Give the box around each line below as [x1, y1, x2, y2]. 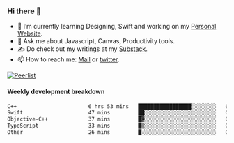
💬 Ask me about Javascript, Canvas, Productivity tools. [17, 37, 175, 45]
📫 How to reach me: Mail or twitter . [17, 55, 120, 63]
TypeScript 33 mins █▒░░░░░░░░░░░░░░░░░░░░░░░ [7, 122, 217, 130]
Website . [17, 29, 43, 38]
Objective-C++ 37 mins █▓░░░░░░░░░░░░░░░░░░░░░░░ [7, 116, 217, 123]
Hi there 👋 [7, 6, 42, 16]
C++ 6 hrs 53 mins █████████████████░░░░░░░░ [7, 103, 217, 110]
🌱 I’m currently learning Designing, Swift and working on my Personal [17, 22, 217, 31]
